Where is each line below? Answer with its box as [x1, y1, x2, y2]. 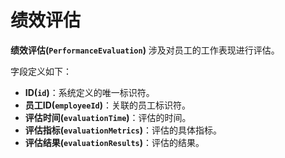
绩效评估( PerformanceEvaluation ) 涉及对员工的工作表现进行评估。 [10, 44, 280, 56]
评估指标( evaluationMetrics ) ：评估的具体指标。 [24, 124, 223, 136]
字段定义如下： [10, 65, 72, 77]
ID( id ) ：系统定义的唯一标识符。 [24, 86, 155, 98]
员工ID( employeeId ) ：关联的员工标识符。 [24, 99, 191, 111]
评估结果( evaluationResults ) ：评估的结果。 [24, 136, 205, 148]
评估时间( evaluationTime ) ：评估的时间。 [24, 111, 192, 123]
